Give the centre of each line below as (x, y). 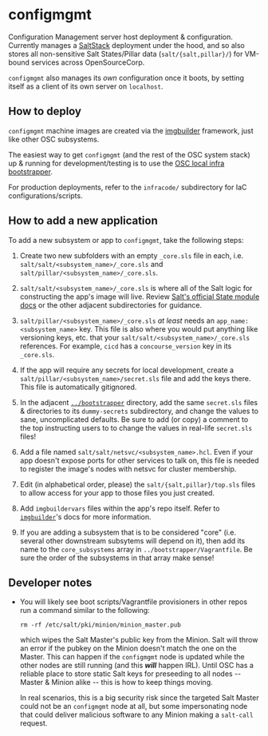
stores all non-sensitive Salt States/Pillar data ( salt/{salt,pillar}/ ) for (126, 54)
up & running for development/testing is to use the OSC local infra (116, 163)
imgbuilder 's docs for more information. (85, 516)
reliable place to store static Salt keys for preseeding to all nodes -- (130, 674)
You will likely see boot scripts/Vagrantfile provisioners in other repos (134, 602)
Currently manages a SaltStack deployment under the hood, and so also (126, 45)
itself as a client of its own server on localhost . (86, 86)
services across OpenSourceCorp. (88, 62)
